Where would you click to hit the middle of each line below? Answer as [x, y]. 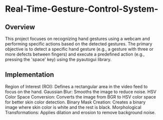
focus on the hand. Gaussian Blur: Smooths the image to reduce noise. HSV [81, 92]
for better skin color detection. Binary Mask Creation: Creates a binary [75, 102]
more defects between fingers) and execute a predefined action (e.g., [75, 54]
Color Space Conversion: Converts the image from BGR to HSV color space [81, 97]
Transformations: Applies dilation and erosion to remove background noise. [81, 112]
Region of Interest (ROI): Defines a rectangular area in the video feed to [76, 86]
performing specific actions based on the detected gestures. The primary [79, 44]
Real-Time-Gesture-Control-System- [82, 9]
